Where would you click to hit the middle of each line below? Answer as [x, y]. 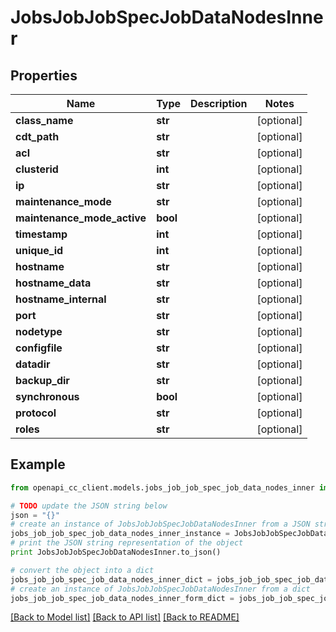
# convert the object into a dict [82, 570]
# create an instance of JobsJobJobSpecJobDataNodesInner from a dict [160, 589]
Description [219, 103]
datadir [33, 364]
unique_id [39, 250]
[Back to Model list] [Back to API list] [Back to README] [125, 617]
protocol [36, 413]
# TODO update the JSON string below [89, 506]
